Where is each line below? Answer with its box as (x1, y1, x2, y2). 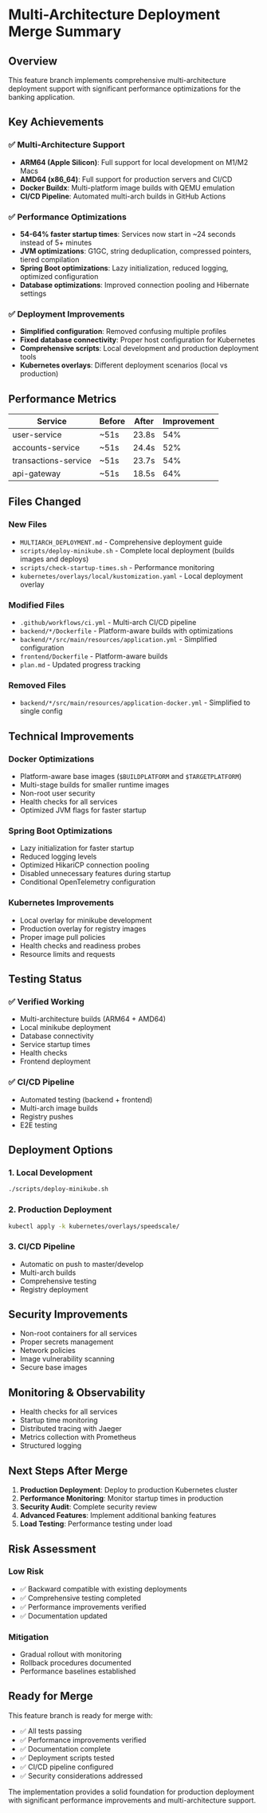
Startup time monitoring (19, 1415, 98, 1425)
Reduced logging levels (19, 851, 97, 862)
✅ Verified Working (8, 996, 85, 1007)
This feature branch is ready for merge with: (8, 1710, 153, 1720)
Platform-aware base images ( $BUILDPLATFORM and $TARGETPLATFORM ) (19, 772, 241, 781)
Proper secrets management (19, 1337, 114, 1347)
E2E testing (19, 1120, 57, 1130)
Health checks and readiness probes (19, 941, 141, 950)
